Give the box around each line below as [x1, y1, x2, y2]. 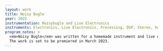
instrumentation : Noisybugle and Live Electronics [5, 20, 110, 26]
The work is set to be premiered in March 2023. [9, 39, 110, 44]
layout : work [5, 7, 32, 12]
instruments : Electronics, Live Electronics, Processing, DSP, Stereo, [5, 25, 153, 30]
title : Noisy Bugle [5, 12, 45, 17]
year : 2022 [5, 16, 27, 21]
